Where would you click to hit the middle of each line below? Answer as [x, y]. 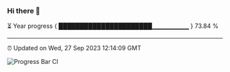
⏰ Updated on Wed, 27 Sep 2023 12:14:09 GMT [74, 48]
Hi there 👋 [24, 11]
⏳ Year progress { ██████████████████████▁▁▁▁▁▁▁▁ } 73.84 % [113, 26]
